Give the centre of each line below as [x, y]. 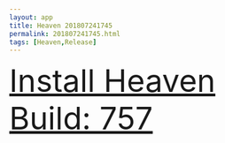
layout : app [31, 17]
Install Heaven [112, 81]
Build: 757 [81, 118]
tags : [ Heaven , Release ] [53, 42]
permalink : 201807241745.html [65, 34]
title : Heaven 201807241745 [61, 26]
